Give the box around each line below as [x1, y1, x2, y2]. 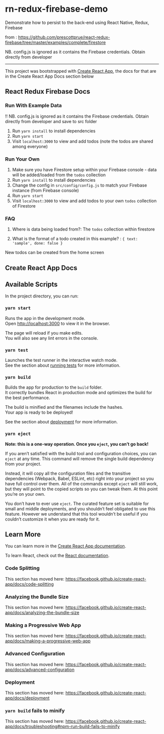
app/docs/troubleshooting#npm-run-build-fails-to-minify [5, 724, 120, 730]
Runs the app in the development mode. [5, 315, 85, 321]
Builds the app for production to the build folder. [5, 384, 103, 390]
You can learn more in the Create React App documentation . [5, 543, 126, 549]
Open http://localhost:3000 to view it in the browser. [5, 320, 110, 326]
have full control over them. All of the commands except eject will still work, [5, 481, 158, 486]
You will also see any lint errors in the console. [5, 335, 99, 341]
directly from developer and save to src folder [5, 118, 97, 124]
